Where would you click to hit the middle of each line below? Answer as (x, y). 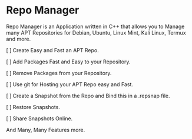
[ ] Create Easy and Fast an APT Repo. (52, 50)
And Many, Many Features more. (46, 130)
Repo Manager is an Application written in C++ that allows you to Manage (95, 26)
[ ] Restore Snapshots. (33, 107)
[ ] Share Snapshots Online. (39, 118)
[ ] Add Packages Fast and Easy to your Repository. (68, 62)
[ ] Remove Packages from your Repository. (59, 73)
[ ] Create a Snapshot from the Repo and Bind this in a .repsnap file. (88, 96)
